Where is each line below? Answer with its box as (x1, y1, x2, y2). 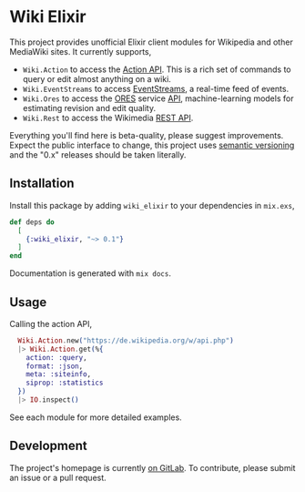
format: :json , (25, 362, 84, 371)
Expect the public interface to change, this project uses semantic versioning (9, 139, 295, 150)
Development (9, 438, 88, 454)
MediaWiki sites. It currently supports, (9, 46, 152, 56)
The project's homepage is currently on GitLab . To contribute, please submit (9, 462, 296, 473)
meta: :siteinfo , (25, 370, 92, 379)
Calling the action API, (9, 318, 93, 329)
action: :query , (25, 353, 88, 362)
